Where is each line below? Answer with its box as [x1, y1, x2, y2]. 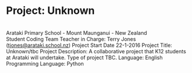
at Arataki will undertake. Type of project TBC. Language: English [6, 54, 163, 61]
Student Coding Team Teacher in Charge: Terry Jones [6, 35, 136, 42]
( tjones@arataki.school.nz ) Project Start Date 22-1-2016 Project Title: [6, 42, 172, 49]
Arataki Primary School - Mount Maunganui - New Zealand [6, 29, 148, 36]
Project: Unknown [6, 4, 95, 17]
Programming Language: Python [6, 60, 84, 67]
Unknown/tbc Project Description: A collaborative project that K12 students [6, 48, 187, 54]
